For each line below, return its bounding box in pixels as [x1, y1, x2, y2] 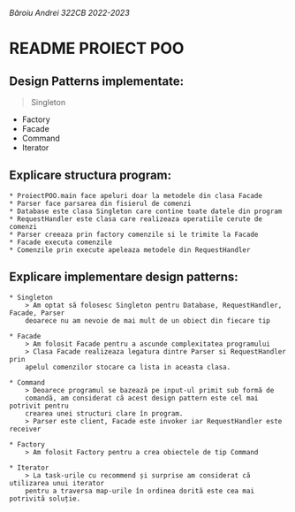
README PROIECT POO [9, 39, 185, 58]
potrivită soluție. [9, 494, 81, 503]
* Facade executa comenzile [9, 238, 113, 247]
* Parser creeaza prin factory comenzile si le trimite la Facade [9, 230, 259, 239]
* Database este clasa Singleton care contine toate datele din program [9, 207, 283, 216]
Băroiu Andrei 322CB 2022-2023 [9, 8, 130, 18]
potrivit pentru [9, 401, 69, 410]
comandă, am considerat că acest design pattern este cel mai [25, 394, 259, 402]
